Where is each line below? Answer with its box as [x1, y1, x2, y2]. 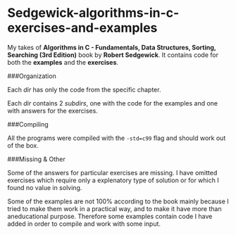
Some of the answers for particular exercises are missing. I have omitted [7, 168, 218, 177]
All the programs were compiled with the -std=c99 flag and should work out [7, 134, 226, 142]
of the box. [7, 141, 39, 149]
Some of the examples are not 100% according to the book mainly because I [7, 197, 229, 205]
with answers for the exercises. [7, 106, 99, 115]
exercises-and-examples [7, 20, 158, 36]
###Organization [7, 72, 56, 80]
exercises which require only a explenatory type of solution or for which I [7, 176, 220, 184]
